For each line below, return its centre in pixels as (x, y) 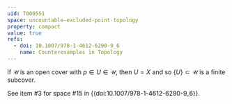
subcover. (22, 80)
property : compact (34, 26)
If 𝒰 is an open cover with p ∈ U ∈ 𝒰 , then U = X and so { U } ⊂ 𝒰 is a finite (116, 72)
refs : (15, 40)
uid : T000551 (26, 14)
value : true (24, 33)
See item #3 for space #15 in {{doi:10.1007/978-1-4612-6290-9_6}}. (104, 93)
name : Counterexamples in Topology (71, 53)
